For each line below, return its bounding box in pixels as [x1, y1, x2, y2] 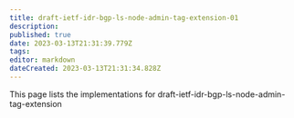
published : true [9, 30, 71, 39]
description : [9, 22, 59, 31]
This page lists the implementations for [9, 88, 156, 100]
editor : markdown [9, 55, 76, 64]
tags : [9, 47, 30, 56]
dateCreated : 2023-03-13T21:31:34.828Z [9, 64, 162, 74]
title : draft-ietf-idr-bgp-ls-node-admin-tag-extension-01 [9, 13, 239, 23]
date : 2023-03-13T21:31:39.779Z [9, 38, 132, 48]
